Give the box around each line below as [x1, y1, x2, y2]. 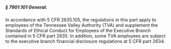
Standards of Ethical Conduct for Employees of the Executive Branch [5, 27, 151, 33]
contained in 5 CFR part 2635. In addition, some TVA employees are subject [5, 33, 166, 39]
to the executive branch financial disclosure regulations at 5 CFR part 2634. [5, 38, 165, 44]
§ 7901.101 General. [5, 4, 48, 10]
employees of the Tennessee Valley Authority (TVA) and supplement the [5, 22, 158, 28]
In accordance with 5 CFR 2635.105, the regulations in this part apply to [5, 17, 157, 23]
